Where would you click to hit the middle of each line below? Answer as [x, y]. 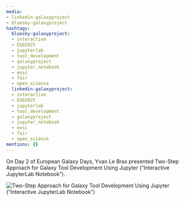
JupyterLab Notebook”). [36, 174]
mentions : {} [22, 144]
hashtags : [18, 28]
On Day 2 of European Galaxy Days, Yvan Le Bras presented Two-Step [92, 161]
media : [14, 12]
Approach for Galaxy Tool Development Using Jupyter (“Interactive [88, 168]
